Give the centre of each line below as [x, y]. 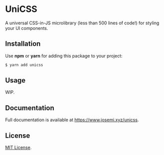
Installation [23, 44]
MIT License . [18, 148]
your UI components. [27, 28]
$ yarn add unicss [24, 65]
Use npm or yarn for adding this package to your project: [64, 56]
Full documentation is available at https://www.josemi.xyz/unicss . [72, 120]
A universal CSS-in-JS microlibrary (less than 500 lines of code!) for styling [82, 23]
